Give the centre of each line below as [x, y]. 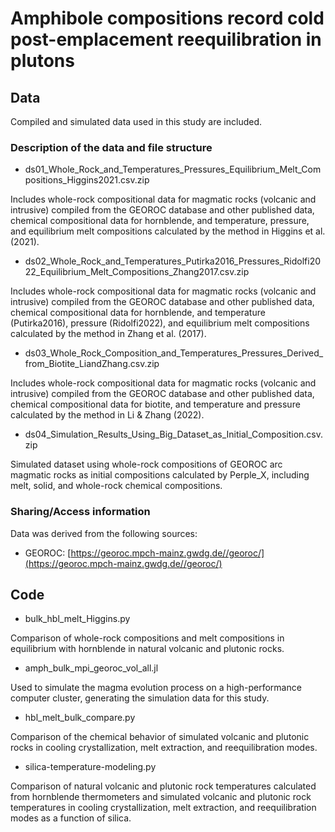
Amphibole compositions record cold [167, 18]
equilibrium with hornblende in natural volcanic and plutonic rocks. [147, 649]
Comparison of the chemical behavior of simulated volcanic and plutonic [160, 737]
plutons [42, 61]
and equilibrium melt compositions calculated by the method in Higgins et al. [168, 231]
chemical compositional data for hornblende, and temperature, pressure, [160, 221]
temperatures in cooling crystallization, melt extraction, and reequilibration [163, 808]
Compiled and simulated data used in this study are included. [136, 121]
